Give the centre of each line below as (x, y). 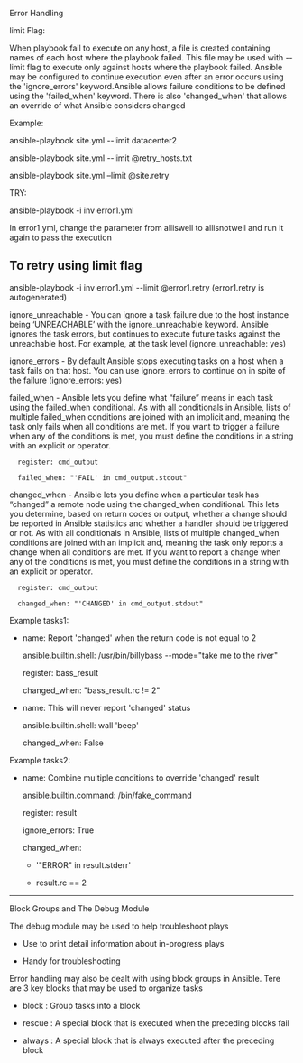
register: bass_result (60, 672)
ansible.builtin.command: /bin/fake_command (107, 795)
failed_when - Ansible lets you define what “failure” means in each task (141, 397)
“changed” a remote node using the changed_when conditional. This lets (144, 504)
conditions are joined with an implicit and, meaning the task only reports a (147, 542)
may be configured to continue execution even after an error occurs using (147, 77)
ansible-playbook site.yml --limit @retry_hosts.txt (101, 158)
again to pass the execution (61, 237)
